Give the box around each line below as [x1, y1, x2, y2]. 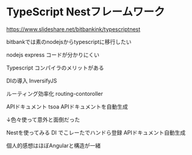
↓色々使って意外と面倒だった [6, 116, 80, 123]
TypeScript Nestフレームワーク [6, 5, 165, 19]
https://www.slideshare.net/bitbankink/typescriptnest [6, 25, 141, 33]
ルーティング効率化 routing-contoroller [6, 90, 104, 97]
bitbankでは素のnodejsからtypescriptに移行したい [6, 38, 132, 45]
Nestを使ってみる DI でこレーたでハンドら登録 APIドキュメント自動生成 [6, 129, 186, 136]
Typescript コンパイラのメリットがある [6, 64, 105, 71]
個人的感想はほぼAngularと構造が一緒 [6, 142, 101, 149]
